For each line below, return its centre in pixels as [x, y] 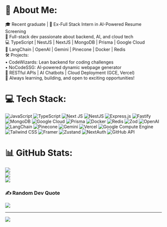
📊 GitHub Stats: [39, 153]
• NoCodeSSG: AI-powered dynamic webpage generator [63, 67]
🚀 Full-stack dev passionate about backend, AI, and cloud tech [69, 36]
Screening [16, 31]
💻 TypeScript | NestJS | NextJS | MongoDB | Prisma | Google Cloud [75, 42]
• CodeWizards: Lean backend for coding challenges [59, 62]
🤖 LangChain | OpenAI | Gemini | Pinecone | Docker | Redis [65, 49]
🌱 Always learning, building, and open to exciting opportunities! [70, 78]
